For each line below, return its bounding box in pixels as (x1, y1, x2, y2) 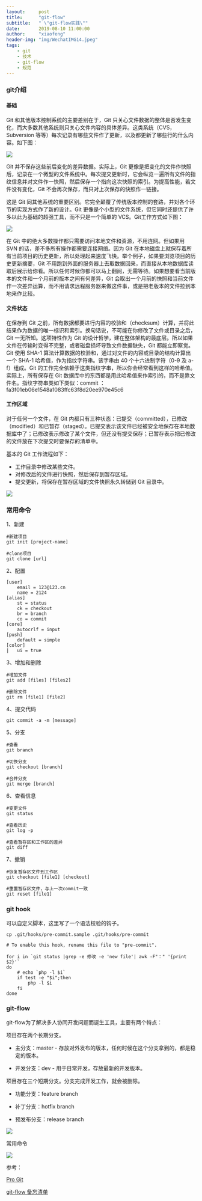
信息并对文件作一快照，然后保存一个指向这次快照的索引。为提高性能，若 (11, 178, 191, 185)
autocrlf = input (17, 626, 61, 633)
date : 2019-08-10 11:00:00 (6, 25, 90, 32)
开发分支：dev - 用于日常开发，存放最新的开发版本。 (14, 1065, 146, 1072)
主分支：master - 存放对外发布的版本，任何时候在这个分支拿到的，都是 (14, 1044, 191, 1051)
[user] (6, 579, 23, 585)
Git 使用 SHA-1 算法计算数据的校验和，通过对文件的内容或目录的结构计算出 (6, 349, 191, 356)
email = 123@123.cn (17, 584, 66, 591)
